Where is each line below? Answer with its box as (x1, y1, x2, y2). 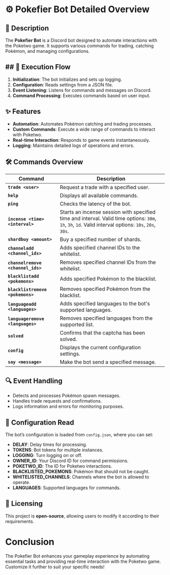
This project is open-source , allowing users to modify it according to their (5, 512, 159, 519)
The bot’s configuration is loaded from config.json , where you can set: (5, 432, 153, 438)
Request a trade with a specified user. (60, 184, 150, 191)
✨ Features (5, 107, 41, 116)
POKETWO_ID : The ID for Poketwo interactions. (12, 463, 112, 469)
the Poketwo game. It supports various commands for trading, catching (5, 43, 154, 49)
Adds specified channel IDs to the (60, 244, 140, 251)
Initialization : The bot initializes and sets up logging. (12, 76, 122, 82)
